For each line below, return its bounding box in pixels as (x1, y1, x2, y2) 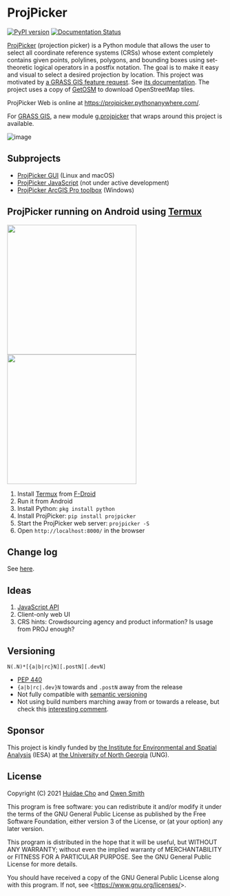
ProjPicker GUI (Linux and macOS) (17, 171, 115, 179)
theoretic (7, 63, 33, 71)
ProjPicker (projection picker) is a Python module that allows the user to (7, 41, 211, 49)
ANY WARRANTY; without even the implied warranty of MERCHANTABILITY (7, 845, 222, 853)
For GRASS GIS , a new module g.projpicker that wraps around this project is (7, 112, 222, 120)
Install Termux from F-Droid (17, 489, 96, 498)
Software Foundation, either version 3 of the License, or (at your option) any (7, 817, 223, 825)
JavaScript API (17, 603, 60, 611)
